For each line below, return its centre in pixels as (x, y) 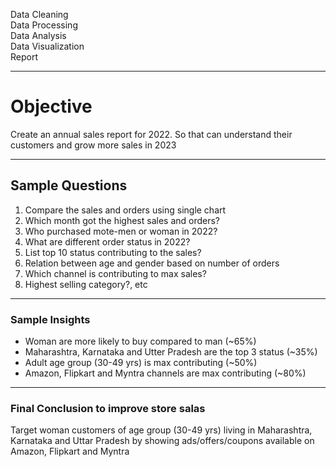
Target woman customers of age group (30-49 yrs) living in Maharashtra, (161, 430)
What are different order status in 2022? (107, 241)
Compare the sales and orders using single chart (125, 210)
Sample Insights (50, 319)
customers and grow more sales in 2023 (93, 145)
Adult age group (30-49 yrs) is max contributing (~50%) (141, 363)
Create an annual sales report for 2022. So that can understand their (151, 134)
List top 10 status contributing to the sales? (113, 252)
